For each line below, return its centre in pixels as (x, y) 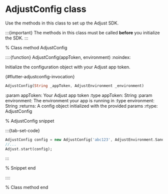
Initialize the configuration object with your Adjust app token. (68, 67)
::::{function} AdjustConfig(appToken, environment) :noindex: (68, 57)
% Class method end (27, 188)
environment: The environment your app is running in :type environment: (80, 100)
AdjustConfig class (46, 9)
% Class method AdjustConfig (36, 47)
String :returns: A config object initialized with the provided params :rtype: (81, 106)
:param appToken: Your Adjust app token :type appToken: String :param (79, 95)
